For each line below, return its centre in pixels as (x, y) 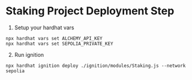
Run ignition (29, 54)
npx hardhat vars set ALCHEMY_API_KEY (54, 38)
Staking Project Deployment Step (90, 11)
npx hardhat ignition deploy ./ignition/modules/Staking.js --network (96, 66)
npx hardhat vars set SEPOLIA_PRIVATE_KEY (59, 44)
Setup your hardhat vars (44, 27)
